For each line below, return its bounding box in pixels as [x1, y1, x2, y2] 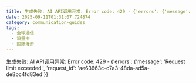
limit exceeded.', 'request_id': [6, 64, 77, 71]
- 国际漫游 [11, 41, 35, 47]
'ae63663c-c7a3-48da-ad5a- [77, 64, 150, 71]
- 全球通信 [11, 30, 35, 36]
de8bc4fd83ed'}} [6, 71, 49, 78]
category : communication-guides [6, 19, 85, 25]
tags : [6, 25, 19, 31]
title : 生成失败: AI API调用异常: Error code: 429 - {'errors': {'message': [6, 8, 191, 15]
